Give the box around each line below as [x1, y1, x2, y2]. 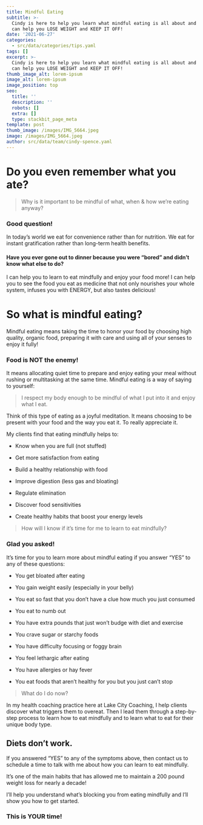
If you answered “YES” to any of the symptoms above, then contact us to [6, 754, 188, 762]
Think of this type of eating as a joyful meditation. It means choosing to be [6, 412, 192, 419]
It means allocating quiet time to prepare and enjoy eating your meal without [6, 370, 197, 377]
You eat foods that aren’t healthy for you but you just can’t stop [15, 677, 173, 685]
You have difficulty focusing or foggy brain [15, 642, 122, 650]
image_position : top [6, 83, 59, 89]
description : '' [12, 99, 53, 105]
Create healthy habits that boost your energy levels [15, 513, 143, 520]
